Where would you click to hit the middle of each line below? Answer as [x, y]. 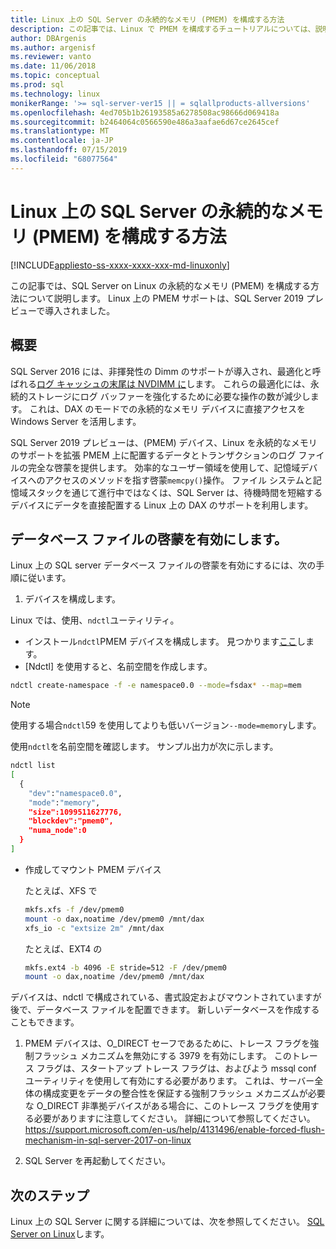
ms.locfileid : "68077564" [64, 159]
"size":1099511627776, [75, 812]
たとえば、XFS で [61, 890]
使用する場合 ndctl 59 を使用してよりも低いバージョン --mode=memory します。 [166, 725]
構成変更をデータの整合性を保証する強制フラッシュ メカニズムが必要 [184, 1093]
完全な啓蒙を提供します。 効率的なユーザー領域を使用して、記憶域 [164, 467]
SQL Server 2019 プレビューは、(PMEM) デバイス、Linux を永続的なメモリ [164, 442]
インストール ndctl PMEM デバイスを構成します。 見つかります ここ [161, 642]
